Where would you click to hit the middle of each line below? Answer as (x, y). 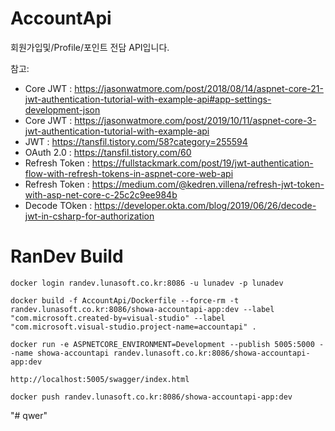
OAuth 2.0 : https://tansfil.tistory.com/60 (108, 152)
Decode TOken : (58, 205)
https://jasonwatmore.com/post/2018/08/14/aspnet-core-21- (199, 88)
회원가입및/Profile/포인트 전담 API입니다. (90, 47)
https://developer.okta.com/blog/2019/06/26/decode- (205, 205)
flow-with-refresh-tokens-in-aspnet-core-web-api (129, 173)
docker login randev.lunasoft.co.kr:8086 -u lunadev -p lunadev (147, 283)
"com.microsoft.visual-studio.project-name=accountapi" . (133, 327)
